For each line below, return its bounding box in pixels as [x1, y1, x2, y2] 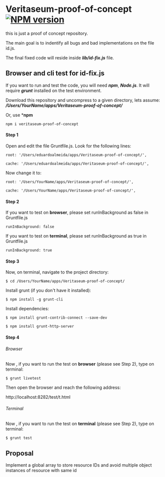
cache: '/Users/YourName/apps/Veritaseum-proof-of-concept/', [5, 188, 136, 193]
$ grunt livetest [5, 376, 41, 381]
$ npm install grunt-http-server [5, 324, 74, 329]
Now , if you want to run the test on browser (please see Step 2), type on [5, 361, 154, 367]
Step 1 [5, 132, 19, 138]
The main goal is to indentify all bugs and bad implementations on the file [5, 40, 155, 46]
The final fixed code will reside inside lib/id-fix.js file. [5, 54, 114, 60]
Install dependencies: [5, 306, 49, 312]
